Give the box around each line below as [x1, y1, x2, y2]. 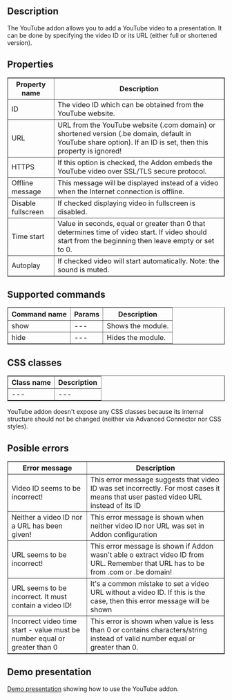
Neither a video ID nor [11, 513, 83, 522]
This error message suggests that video [90, 475, 220, 484]
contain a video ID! [11, 600, 72, 610]
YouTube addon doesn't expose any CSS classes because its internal [7, 408, 204, 416]
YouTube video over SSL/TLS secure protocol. [57, 166, 207, 176]
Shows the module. [106, 321, 169, 331]
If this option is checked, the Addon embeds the [57, 158, 213, 167]
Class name [11, 378, 52, 388]
